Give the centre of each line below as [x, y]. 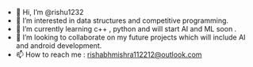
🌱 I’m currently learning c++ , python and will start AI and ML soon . [126, 29]
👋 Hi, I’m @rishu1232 [50, 12]
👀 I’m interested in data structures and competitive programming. [122, 20]
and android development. [59, 46]
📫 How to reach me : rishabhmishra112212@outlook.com [109, 54]
